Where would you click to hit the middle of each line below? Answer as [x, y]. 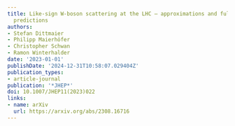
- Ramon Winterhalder [39, 53]
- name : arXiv [28, 105]
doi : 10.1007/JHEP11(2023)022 [51, 92]
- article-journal [34, 79]
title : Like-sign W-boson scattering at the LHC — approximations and [112, 14]
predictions [31, 20]
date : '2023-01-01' [36, 59]
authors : [20, 27]
